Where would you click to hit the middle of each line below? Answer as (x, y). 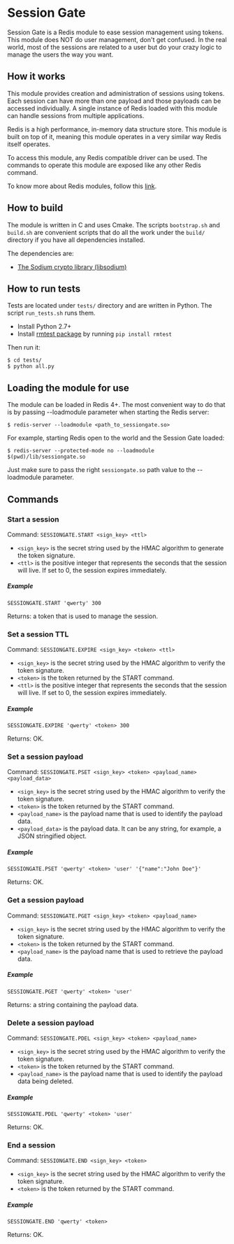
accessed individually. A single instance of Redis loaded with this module (112, 108)
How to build (35, 208)
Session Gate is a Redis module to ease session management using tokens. (116, 32)
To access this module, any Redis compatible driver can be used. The (107, 157)
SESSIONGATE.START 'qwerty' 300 (54, 603)
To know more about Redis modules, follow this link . (82, 186)
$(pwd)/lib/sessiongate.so (46, 457)
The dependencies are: (41, 253)
